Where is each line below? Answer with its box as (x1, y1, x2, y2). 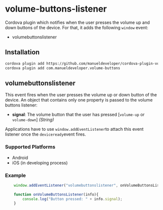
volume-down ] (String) (12, 117, 54, 122)
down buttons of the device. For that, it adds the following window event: (5, 24, 148, 30)
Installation (5, 48, 40, 56)
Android (12, 155, 28, 160)
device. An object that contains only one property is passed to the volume (5, 97, 153, 103)
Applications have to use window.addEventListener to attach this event (5, 126, 144, 132)
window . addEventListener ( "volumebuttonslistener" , (14, 183, 118, 188)
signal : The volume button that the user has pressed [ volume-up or (12, 112, 145, 118)
